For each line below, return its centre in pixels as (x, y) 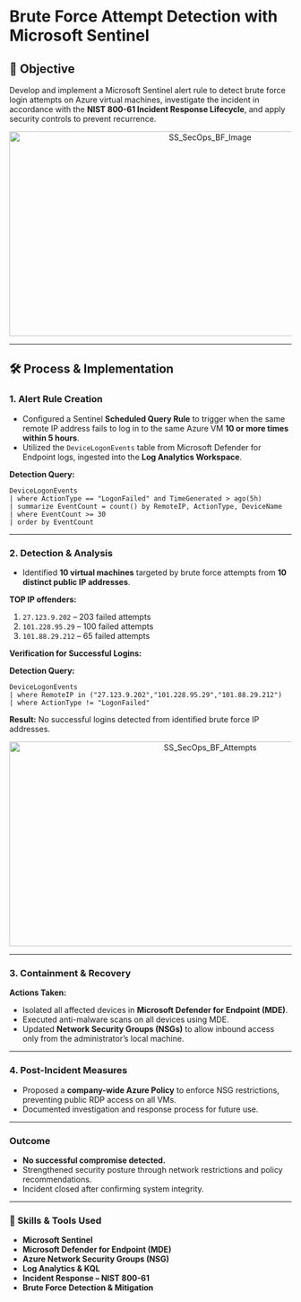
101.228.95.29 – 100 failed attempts (88, 626)
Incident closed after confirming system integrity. (113, 1188)
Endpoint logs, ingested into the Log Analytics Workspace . (132, 457)
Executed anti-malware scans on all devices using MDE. (126, 1019)
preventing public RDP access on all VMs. (99, 1099)
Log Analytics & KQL (61, 1269)
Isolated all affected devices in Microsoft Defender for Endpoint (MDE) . (155, 1010)
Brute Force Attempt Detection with (144, 17)
